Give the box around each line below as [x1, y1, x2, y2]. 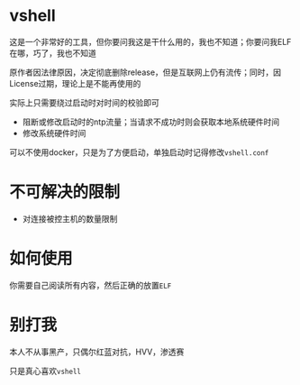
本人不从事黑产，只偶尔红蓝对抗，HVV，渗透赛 [9, 346, 185, 357]
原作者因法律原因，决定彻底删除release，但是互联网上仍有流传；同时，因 [9, 67, 282, 78]
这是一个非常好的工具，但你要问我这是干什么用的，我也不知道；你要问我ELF [9, 36, 292, 47]
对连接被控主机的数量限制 [22, 213, 118, 224]
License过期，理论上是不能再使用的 [9, 78, 141, 88]
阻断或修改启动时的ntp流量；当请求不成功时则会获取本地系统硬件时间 [22, 116, 280, 127]
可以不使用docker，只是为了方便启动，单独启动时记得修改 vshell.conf [9, 146, 269, 158]
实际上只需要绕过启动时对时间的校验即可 [9, 96, 159, 108]
